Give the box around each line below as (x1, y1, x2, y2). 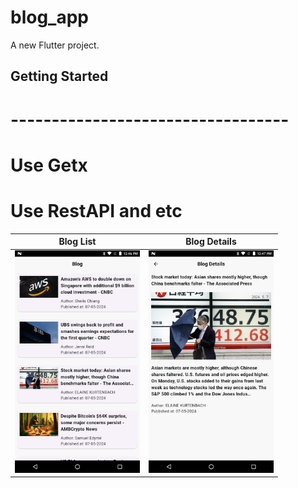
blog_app (10, 6, 89, 29)
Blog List (58, 236, 97, 248)
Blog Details (185, 236, 237, 248)
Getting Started (10, 68, 109, 85)
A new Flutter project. (10, 39, 100, 51)
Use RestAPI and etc (10, 199, 183, 222)
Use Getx (10, 154, 88, 176)
